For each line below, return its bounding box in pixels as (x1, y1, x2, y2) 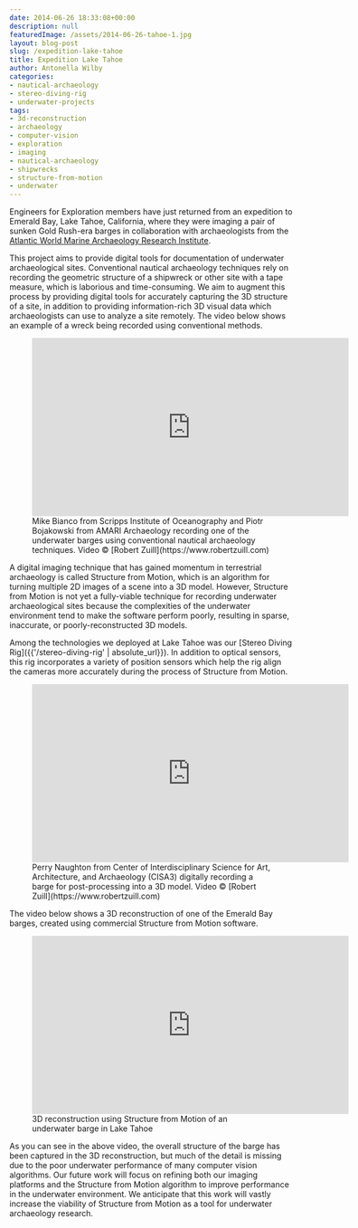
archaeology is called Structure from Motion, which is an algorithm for (9, 572, 270, 583)
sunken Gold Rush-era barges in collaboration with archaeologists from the (9, 225, 289, 236)
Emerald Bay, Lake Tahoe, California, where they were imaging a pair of (9, 216, 276, 227)
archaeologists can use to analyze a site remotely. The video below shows (9, 310, 287, 321)
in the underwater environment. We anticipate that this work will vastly (9, 1189, 271, 1200)
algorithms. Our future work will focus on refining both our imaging (9, 1169, 259, 1181)
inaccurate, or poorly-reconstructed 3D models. (9, 620, 188, 631)
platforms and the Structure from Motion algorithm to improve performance (9, 1179, 289, 1190)
